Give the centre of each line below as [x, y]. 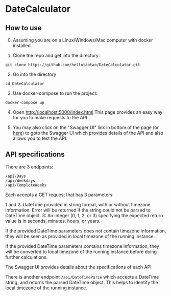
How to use [23, 28]
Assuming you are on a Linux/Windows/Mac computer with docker [83, 40]
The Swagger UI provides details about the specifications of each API [78, 267]
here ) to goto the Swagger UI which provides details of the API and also [88, 133]
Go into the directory [34, 74]
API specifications [35, 154]
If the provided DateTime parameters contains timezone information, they [82, 246]
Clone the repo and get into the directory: [56, 55]
